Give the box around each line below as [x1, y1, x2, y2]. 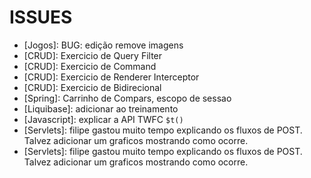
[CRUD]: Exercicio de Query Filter [23, 49, 163, 61]
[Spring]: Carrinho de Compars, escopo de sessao [23, 92, 232, 104]
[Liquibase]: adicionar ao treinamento [23, 102, 179, 115]
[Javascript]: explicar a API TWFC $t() [23, 113, 184, 125]
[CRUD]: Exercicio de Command [23, 60, 157, 72]
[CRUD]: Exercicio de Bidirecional [23, 81, 162, 93]
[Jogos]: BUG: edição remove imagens [23, 39, 184, 51]
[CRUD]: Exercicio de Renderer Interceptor [23, 71, 200, 83]
